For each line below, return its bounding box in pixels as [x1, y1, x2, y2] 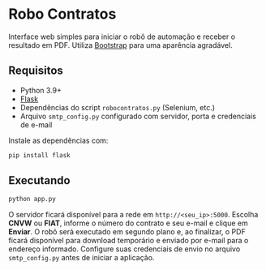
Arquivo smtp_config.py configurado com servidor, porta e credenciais [19, 111, 257, 121]
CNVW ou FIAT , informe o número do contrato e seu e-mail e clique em [8, 218, 249, 228]
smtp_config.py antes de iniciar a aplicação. [8, 253, 155, 263]
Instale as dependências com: [8, 135, 109, 145]
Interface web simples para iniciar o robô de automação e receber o [8, 32, 236, 41]
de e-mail [19, 119, 53, 130]
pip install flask [8, 151, 71, 159]
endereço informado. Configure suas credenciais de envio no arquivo [8, 244, 241, 254]
